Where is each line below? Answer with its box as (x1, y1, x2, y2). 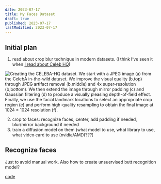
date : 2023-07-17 (5, 7, 40, 12)
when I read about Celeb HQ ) (12, 61, 71, 67)
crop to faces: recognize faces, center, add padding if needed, (12, 116, 137, 122)
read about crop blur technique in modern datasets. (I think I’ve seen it (12, 56, 153, 62)
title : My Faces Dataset (5, 12, 55, 17)
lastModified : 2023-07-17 (5, 25, 57, 30)
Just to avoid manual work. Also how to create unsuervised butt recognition (5, 159, 156, 165)
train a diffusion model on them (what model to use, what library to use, (12, 127, 155, 132)
